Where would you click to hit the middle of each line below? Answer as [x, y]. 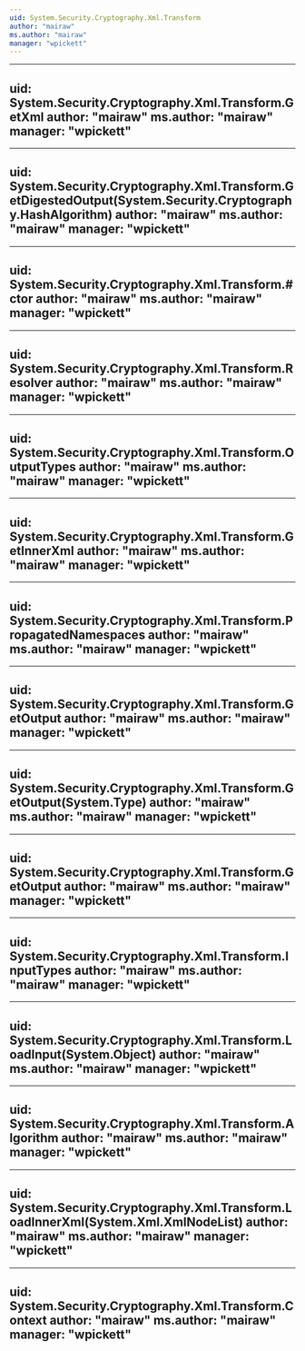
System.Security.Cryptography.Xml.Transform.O [152, 452]
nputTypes [41, 970]
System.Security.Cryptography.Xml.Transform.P [151, 620]
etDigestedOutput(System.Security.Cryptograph [151, 201]
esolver [31, 383]
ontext [28, 1321]
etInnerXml [42, 551]
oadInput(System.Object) [83, 1054]
